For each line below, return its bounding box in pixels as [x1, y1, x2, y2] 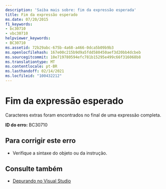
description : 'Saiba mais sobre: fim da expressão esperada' [5, 7, 137, 13]
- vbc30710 [5, 31, 28, 36]
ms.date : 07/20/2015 [5, 17, 49, 22]
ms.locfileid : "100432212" [5, 73, 62, 79]
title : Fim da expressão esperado [5, 12, 78, 17]
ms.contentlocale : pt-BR [5, 64, 58, 69]
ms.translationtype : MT [5, 59, 56, 64]
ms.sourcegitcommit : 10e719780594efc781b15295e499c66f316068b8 [5, 54, 141, 60]
